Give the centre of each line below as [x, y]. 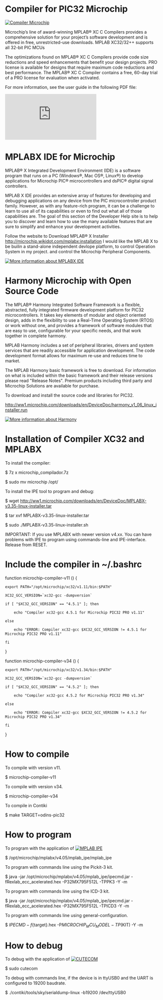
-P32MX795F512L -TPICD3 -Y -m [96, 906]
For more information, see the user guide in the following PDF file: [71, 87]
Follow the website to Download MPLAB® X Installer [57, 236]
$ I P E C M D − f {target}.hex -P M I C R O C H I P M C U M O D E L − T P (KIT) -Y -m [74, 925]
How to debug [34, 946]
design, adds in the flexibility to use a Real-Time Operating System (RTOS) [80, 320]
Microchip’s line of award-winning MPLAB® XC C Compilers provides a [76, 32]
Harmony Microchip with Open [68, 281]
